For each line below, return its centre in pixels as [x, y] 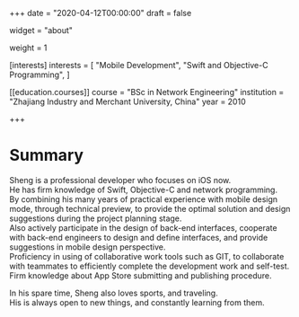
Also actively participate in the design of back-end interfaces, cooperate [143, 227]
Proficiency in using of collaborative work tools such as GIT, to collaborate [147, 256]
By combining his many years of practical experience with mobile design [144, 199]
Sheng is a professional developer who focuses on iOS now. [120, 180]
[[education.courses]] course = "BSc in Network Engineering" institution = [147, 92]
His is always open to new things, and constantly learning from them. [137, 302]
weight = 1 [28, 48]
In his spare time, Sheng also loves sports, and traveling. [114, 293]
